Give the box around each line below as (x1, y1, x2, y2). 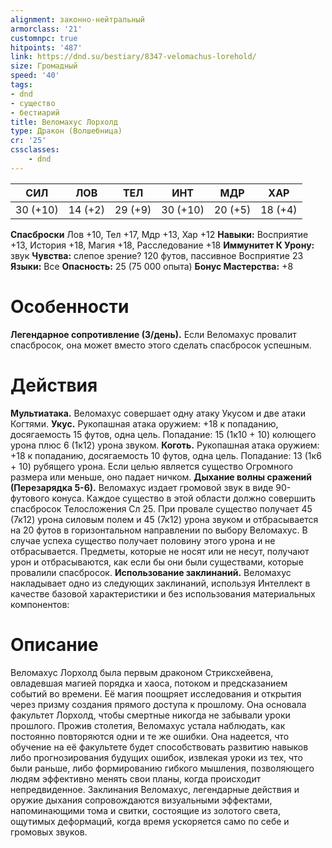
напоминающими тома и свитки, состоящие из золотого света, (10, 804, 282, 816)
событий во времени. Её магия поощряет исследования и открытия (10, 687, 302, 700)
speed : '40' (10, 71, 60, 81)
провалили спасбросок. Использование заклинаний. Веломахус (10, 566, 292, 578)
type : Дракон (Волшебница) (10, 126, 123, 136)
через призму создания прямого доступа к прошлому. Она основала (10, 698, 307, 710)
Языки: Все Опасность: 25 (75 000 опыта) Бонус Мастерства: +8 (10, 260, 294, 272)
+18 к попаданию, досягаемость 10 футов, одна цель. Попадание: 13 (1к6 (10, 449, 322, 461)
